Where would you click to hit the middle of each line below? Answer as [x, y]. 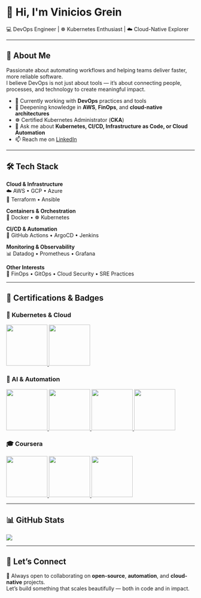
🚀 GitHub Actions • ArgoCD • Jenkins [53, 235]
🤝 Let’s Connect [36, 562]
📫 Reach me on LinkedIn [46, 139]
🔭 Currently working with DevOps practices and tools [80, 100]
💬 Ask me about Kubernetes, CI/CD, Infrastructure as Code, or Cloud [101, 126]
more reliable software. [35, 76]
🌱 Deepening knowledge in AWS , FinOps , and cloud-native [89, 107]
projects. [34, 582]
